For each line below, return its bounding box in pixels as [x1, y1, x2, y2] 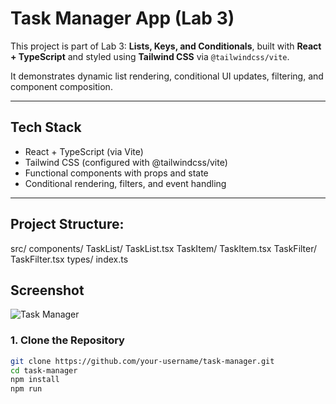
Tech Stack [10, 119, 82, 136]
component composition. [10, 80, 113, 92]
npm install [10, 375, 60, 385]
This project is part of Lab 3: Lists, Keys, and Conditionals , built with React [10, 40, 322, 52]
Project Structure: [10, 216, 125, 233]
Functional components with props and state [24, 167, 209, 179]
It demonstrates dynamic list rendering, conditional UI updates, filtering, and [10, 70, 324, 82]
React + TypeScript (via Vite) [24, 145, 144, 157]
